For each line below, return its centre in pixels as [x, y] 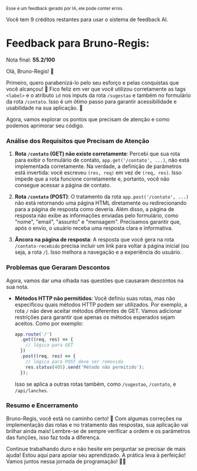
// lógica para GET [50, 345]
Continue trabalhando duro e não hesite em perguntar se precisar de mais [96, 449]
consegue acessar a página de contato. [63, 185]
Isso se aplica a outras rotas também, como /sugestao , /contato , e [95, 384]
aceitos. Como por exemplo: [49, 323]
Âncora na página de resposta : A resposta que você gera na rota [94, 240]
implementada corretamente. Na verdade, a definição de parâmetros [98, 166]
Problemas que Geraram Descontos [58, 267]
